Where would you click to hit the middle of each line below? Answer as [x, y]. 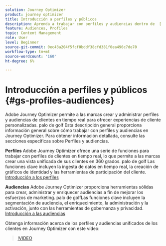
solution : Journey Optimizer [35, 10]
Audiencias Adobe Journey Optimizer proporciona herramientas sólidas [79, 187]
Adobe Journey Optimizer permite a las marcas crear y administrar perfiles [82, 114]
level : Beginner [22, 42]
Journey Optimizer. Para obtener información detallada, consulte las [75, 136]
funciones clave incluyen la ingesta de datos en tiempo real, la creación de [82, 167]
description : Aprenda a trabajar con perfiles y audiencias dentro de [80, 24]
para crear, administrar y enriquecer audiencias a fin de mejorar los [74, 192]
